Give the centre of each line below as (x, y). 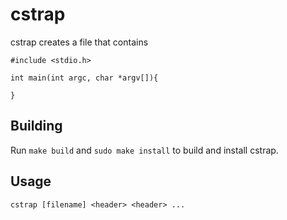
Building (36, 126)
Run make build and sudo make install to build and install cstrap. (144, 150)
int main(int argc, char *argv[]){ (84, 78)
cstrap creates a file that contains (79, 42)
